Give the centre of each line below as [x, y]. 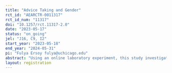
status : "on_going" [26, 34]
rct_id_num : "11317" [27, 20]
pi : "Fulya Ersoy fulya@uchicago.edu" [47, 53]
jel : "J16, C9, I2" [26, 39]
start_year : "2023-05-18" [33, 44]
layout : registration [28, 63]
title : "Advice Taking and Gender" [43, 10]
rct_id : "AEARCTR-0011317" [34, 15]
